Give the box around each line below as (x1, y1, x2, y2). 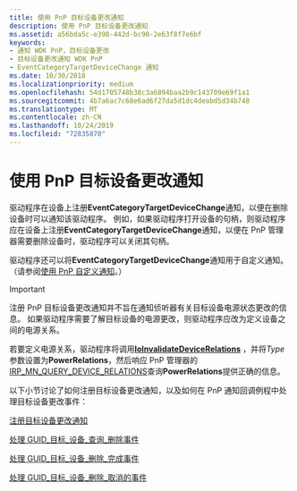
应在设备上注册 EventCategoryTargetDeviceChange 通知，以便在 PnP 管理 (9, 224, 284, 235)
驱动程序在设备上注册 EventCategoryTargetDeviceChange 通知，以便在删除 (9, 202, 289, 213)
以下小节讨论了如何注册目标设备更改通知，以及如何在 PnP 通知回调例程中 (9, 385, 280, 395)
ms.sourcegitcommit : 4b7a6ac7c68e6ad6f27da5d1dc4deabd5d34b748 (9, 96, 250, 106)
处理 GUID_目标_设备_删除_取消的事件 (9, 471, 148, 483)
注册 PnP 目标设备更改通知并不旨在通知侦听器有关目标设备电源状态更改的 (9, 301, 280, 313)
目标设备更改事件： (16, 395, 88, 407)
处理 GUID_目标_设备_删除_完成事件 (9, 453, 140, 463)
